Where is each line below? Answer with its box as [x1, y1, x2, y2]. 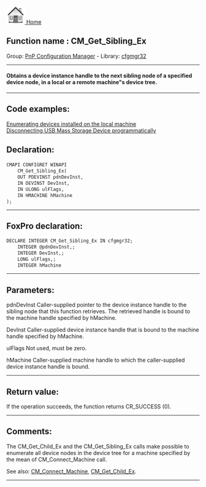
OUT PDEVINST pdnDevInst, [17, 174, 84, 180]
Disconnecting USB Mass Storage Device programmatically [6, 127, 156, 134]
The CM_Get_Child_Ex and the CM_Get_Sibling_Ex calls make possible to [6, 442, 189, 450]
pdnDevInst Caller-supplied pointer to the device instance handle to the [6, 301, 187, 309]
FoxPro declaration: [6, 221, 83, 232]
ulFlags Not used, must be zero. [6, 345, 87, 352]
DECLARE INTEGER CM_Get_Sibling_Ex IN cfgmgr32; [6, 238, 133, 244]
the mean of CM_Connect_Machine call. [6, 456, 107, 463]
